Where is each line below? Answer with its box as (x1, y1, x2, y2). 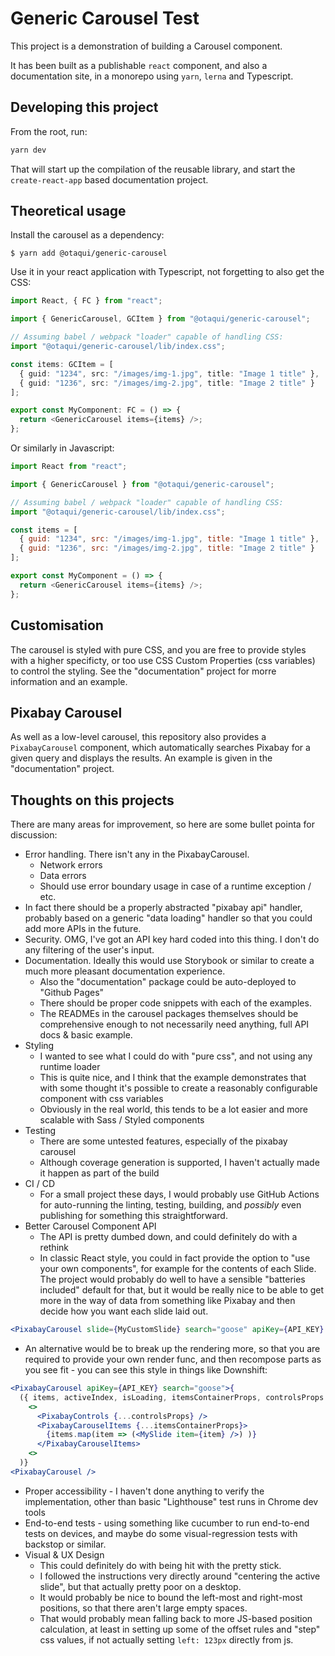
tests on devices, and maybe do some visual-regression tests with (24, 1527, 298, 1539)
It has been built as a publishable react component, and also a (10, 59, 268, 71)
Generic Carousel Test (10, 7, 200, 30)
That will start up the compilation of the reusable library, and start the (10, 163, 296, 175)
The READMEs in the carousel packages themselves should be (39, 1008, 299, 1020)
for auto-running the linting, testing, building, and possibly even (39, 1199, 302, 1211)
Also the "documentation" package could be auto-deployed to (39, 976, 297, 988)
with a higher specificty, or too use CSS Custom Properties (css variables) (10, 654, 316, 666)
